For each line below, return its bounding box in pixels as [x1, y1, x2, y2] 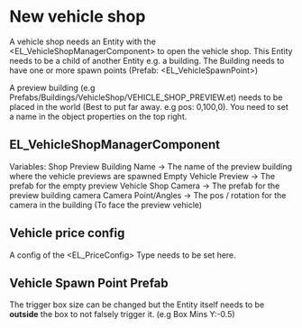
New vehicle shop [9, 6, 146, 27]
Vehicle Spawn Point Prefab [9, 275, 169, 290]
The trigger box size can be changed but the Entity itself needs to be [9, 299, 265, 310]
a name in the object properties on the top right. [9, 111, 188, 122]
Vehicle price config [9, 225, 125, 241]
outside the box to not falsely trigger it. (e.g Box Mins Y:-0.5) [9, 309, 236, 320]
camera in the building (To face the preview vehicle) [9, 199, 203, 210]
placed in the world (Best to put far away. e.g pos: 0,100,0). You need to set [9, 101, 288, 112]
